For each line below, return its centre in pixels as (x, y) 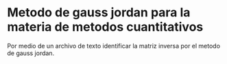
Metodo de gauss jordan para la (99, 13)
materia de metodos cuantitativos (105, 27)
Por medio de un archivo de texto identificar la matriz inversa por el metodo (114, 46)
